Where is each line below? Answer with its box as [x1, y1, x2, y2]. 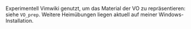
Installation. [5, 17, 34, 24]
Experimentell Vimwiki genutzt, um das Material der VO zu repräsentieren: [5, 5, 186, 12]
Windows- [158, 11, 184, 18]
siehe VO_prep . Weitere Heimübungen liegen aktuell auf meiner [5, 11, 158, 18]
